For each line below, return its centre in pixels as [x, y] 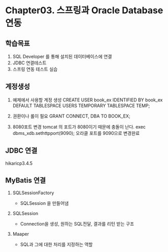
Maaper [21, 234]
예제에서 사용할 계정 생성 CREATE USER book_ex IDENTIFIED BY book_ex [88, 100]
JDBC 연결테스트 [29, 63]
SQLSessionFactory [33, 193]
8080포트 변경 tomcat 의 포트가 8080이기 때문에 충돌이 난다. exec [79, 127]
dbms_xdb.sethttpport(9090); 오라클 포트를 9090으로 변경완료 [76, 133]
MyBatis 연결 [26, 181]
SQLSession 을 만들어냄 [44, 203]
